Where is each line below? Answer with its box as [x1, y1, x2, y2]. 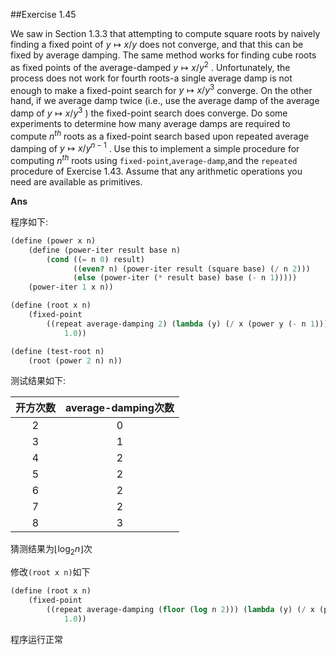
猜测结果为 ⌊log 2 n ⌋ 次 [10, 543, 93, 558]
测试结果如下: [10, 375, 67, 387]
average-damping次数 [65, 401, 175, 415]
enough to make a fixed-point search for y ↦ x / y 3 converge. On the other [10, 82, 313, 96]
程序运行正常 [10, 633, 63, 645]
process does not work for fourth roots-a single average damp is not [10, 72, 293, 84]
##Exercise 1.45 [10, 9, 77, 20]
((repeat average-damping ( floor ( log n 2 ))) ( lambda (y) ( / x [46, 604, 315, 614]
